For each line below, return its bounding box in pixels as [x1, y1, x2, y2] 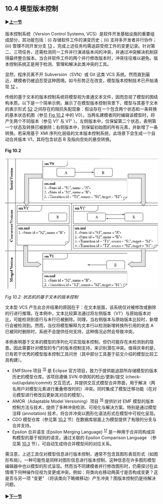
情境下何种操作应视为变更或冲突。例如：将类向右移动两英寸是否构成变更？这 [5, 470, 158, 475]
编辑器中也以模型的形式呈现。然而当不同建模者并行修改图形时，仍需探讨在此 [5, 463, 158, 469]
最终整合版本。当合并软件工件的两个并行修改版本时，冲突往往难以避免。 [9, 55, 154, 61]
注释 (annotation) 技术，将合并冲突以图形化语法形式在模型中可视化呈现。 [12, 410, 158, 416]
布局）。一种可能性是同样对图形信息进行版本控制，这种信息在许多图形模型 [9, 457, 156, 463]
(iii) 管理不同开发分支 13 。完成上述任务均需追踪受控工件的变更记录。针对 [5, 43, 151, 49]
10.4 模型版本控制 [5, 4, 58, 13]
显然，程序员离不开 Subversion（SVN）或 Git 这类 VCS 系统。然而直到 [5, 71, 146, 77]
